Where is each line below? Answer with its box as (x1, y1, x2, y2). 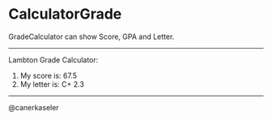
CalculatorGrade (8, 5, 122, 24)
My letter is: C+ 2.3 (19, 79, 85, 89)
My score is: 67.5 (19, 71, 77, 80)
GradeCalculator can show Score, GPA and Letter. (8, 32, 175, 41)
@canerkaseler (8, 102, 59, 112)
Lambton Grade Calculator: (8, 54, 99, 65)
